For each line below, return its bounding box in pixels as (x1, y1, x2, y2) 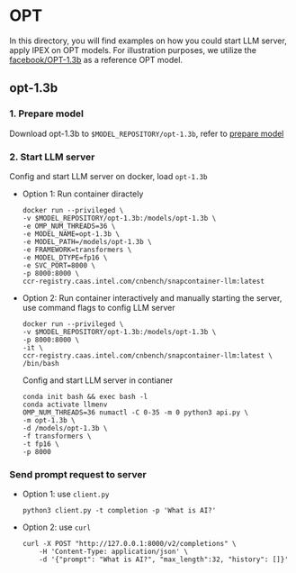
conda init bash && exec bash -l (22, 392, 148, 401)
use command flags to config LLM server (22, 302, 175, 313)
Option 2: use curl (22, 522, 92, 532)
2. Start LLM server (9, 150, 95, 163)
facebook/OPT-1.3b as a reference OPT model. (9, 54, 183, 65)
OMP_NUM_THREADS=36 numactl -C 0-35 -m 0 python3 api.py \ (22, 407, 249, 417)
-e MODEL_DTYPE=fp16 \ (22, 253, 108, 262)
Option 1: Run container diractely (22, 188, 144, 199)
